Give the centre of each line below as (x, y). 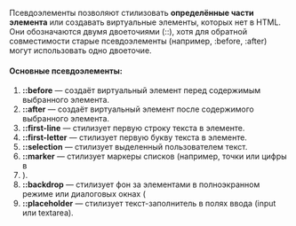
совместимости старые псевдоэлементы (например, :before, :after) (138, 41)
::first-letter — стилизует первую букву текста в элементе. (134, 137)
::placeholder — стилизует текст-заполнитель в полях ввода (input (149, 204)
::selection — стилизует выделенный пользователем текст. (135, 147)
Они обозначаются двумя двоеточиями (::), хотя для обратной (128, 31)
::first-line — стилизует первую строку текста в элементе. (133, 129)
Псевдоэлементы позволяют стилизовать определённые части (132, 13)
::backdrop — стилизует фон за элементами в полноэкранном (141, 184)
